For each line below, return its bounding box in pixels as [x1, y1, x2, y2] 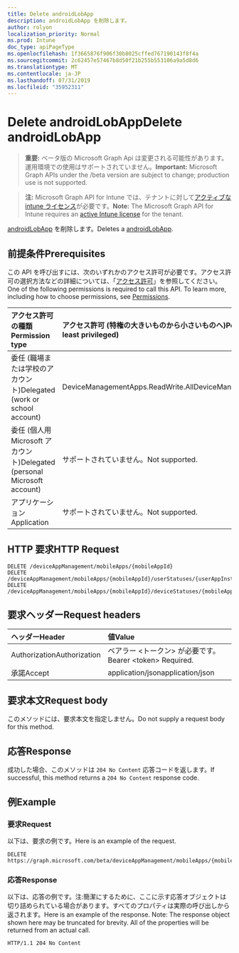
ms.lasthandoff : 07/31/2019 [7, 76, 91, 84]
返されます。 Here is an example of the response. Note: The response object [7, 910, 230, 919]
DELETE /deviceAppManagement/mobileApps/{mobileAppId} [7, 563, 174, 570]
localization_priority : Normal [7, 30, 100, 38]
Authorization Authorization [11, 650, 101, 660]
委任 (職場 [11, 353, 45, 362]
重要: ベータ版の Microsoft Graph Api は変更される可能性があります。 [24, 154, 228, 163]
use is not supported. [24, 178, 87, 187]
